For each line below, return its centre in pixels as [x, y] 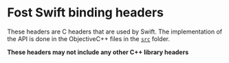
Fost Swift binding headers [85, 13]
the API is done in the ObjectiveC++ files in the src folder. [89, 38]
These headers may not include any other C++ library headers [98, 52]
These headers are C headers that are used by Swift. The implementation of [115, 32]
